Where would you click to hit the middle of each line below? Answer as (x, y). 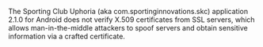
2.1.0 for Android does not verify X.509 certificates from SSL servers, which (131, 20)
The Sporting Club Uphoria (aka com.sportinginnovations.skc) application (128, 11)
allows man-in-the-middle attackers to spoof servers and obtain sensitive (128, 28)
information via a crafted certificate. (67, 36)
